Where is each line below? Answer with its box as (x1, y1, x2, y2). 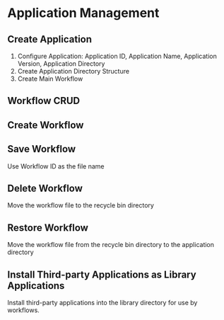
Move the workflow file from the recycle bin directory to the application (7, 241, 214, 249)
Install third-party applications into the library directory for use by (7, 299, 198, 307)
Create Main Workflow (17, 74, 83, 83)
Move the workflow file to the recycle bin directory (7, 201, 154, 210)
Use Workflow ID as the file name (7, 161, 105, 171)
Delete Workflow (7, 182, 83, 194)
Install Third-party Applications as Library (7, 268, 196, 280)
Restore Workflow (7, 222, 88, 234)
